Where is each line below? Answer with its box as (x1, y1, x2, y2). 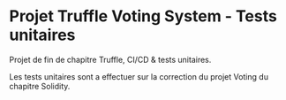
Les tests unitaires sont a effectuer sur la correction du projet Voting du (9, 71, 269, 81)
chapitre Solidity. (9, 81, 71, 91)
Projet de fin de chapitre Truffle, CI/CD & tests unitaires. (9, 54, 212, 65)
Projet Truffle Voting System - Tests (9, 6, 278, 27)
